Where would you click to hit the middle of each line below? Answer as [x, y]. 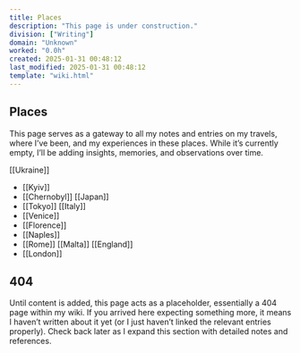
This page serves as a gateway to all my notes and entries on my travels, [143, 133]
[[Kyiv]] [36, 187]
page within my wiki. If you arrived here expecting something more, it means [150, 313]
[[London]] [42, 253]
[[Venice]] [41, 215]
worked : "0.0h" [38, 51]
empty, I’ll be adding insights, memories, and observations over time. [137, 152]
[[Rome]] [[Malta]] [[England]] [77, 244]
